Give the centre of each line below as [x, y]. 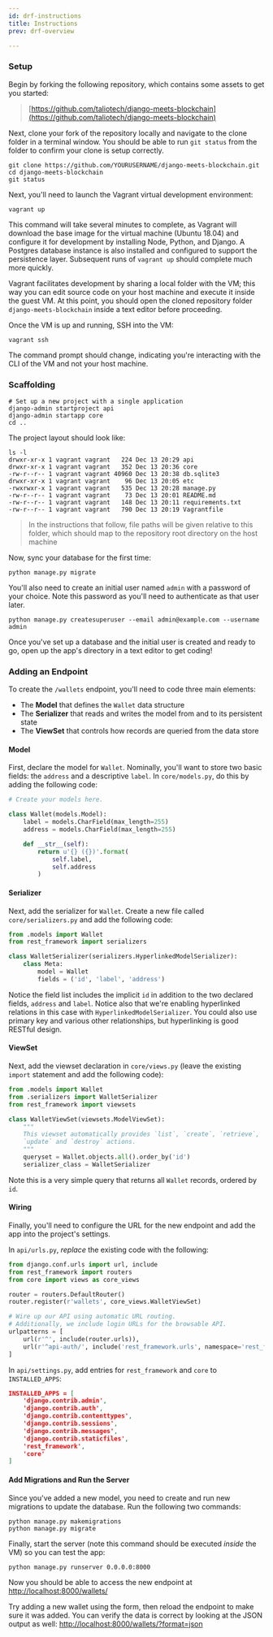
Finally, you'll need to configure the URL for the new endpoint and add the [132, 1225]
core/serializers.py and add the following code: [91, 920]
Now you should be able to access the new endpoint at [100, 1582]
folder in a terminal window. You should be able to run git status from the [133, 141]
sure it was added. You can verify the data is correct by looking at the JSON [135, 1615]
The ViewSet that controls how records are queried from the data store [139, 731]
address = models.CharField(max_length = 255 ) [100, 829]
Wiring [20, 1207]
